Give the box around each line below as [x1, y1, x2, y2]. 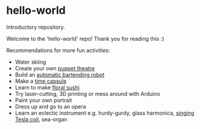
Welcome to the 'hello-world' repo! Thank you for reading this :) [6, 35, 164, 42]
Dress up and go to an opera [14, 103, 86, 110]
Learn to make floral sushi [14, 83, 80, 91]
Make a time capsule [14, 77, 67, 85]
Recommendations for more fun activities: [6, 46, 110, 54]
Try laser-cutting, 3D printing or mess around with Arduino [14, 90, 161, 97]
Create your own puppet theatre [14, 64, 95, 72]
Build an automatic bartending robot [14, 71, 105, 78]
